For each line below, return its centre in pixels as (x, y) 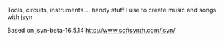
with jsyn (20, 17)
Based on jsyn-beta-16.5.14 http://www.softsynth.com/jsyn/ (91, 30)
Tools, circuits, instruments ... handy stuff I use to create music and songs (112, 10)
